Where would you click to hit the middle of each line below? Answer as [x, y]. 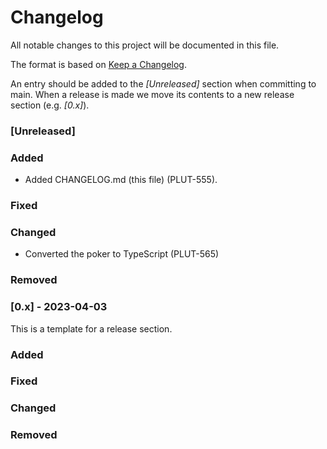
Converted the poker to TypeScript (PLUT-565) [122, 254]
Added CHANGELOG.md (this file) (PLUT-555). [121, 180]
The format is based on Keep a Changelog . [98, 64]
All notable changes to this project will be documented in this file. [145, 45]
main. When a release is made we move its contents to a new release [152, 94]
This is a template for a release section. [91, 328]
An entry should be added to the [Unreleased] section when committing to [163, 83]
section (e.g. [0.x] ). [50, 105]
